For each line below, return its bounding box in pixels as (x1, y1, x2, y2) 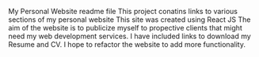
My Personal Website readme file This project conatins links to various (8, 7, 238, 16)
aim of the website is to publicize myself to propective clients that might (8, 23, 243, 32)
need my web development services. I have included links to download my (8, 31, 251, 41)
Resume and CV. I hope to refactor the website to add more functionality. (8, 40, 246, 49)
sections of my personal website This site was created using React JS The (8, 15, 251, 24)
